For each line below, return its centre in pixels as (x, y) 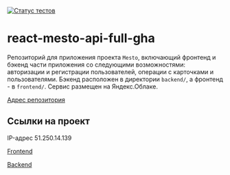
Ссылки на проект (49, 121)
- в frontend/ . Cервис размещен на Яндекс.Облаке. (82, 86)
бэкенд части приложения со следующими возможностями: (96, 65)
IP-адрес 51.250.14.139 (39, 138)
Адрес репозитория (36, 100)
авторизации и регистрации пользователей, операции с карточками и (111, 71)
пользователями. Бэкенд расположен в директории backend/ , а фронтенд (115, 79)
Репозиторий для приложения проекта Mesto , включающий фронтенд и (112, 57)
